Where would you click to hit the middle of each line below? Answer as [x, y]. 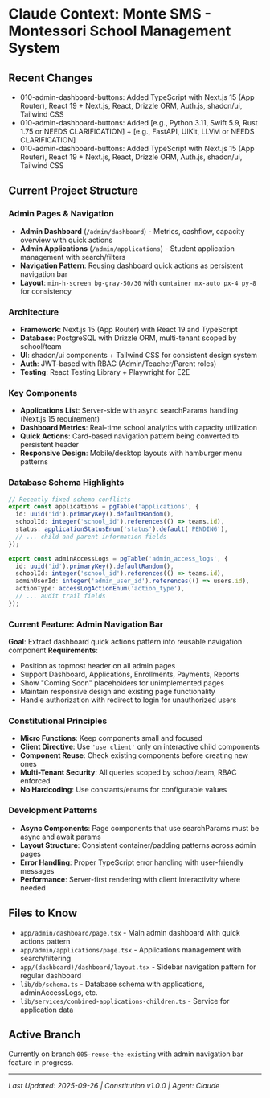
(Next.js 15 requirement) [60, 419]
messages [37, 870]
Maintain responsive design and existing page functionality [117, 692]
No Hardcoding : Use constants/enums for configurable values [123, 790]
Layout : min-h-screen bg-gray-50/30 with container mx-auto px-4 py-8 [138, 282]
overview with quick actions [66, 240]
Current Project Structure [74, 191]
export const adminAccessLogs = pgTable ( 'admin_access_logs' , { [118, 559]
